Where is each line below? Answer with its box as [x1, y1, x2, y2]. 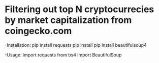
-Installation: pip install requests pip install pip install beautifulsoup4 [5, 42, 147, 48]
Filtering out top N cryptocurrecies [5, 4, 154, 15]
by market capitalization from [5, 14, 132, 26]
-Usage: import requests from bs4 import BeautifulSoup [5, 52, 122, 58]
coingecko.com [5, 25, 72, 37]
